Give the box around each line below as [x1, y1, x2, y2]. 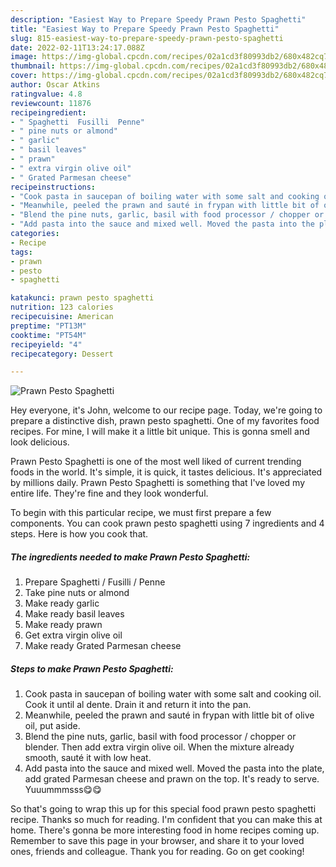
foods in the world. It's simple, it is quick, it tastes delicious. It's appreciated [10, 466, 323, 478]
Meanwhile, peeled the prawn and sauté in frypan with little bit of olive [24, 709, 315, 721]
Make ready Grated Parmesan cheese [24, 640, 182, 652]
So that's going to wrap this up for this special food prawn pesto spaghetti [10, 803, 317, 815]
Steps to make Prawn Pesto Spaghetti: [10, 662, 174, 675]
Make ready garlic [24, 597, 100, 610]
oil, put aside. [24, 720, 81, 732]
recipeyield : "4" [10, 339, 83, 350]
